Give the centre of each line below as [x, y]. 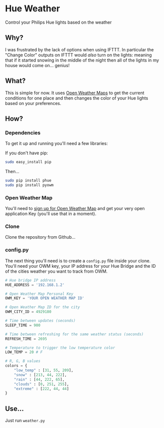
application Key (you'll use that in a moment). [51, 214]
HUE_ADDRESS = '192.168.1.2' [35, 285]
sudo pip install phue [28, 180]
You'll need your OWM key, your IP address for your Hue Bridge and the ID [81, 266]
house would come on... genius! [37, 65]
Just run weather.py [25, 421]
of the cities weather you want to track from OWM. [56, 271]
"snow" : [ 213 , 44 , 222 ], [41, 375]
